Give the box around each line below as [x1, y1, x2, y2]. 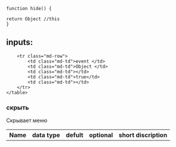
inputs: [6, 37, 33, 48]
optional [89, 131, 113, 139]
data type [32, 131, 60, 139]
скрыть [6, 103, 29, 111]
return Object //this [6, 16, 60, 22]
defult [65, 131, 84, 139]
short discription [118, 131, 168, 139]
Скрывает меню [6, 117, 48, 124]
